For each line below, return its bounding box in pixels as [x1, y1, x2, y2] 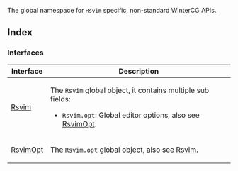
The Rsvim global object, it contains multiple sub [50, 85, 210, 95]
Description [118, 66, 159, 76]
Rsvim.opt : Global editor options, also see [62, 110, 200, 120]
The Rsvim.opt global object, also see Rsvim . [50, 145, 198, 155]
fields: [50, 94, 71, 104]
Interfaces [7, 48, 44, 57]
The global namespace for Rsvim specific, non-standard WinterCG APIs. [7, 6, 217, 14]
